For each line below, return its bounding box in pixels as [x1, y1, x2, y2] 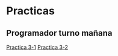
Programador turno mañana [6, 28, 113, 38]
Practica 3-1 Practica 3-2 [6, 43, 68, 51]
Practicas [6, 4, 55, 18]
